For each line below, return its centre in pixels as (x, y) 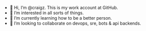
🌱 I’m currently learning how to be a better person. (61, 18)
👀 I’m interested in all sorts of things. (47, 13)
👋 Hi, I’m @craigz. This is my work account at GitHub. (64, 8)
